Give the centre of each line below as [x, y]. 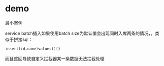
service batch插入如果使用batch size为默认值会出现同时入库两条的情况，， [80, 33]
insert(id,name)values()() [33, 49]
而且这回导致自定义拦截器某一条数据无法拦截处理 [55, 58]
